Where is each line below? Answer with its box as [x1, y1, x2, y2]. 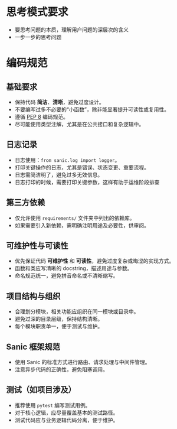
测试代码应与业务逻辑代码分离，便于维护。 [14, 416, 119, 423]
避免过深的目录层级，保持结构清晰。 [14, 316, 103, 323]
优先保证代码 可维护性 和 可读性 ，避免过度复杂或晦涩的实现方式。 [14, 258, 175, 265]
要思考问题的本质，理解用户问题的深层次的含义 [14, 26, 129, 33]
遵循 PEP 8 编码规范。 [14, 113, 69, 120]
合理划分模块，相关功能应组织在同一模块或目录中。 [14, 308, 139, 315]
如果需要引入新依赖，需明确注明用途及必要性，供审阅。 [14, 222, 149, 229]
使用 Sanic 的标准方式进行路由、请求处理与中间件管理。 [14, 359, 150, 365]
